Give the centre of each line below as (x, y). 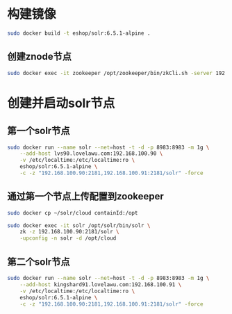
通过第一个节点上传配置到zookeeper (86, 196)
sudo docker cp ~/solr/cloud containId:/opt (73, 213)
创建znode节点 (39, 57)
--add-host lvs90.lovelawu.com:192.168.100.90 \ (91, 154)
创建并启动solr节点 (61, 103)
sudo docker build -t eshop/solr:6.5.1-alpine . (79, 33)
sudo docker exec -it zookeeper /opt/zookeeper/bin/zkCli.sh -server (110, 73)
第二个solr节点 (39, 262)
